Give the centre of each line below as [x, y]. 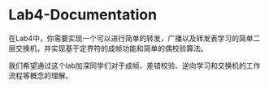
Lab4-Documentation [82, 15]
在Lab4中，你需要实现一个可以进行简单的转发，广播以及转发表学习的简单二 [134, 38]
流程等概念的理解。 [41, 75]
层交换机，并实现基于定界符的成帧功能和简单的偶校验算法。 [108, 48]
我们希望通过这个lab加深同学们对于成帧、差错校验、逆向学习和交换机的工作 [134, 65]
